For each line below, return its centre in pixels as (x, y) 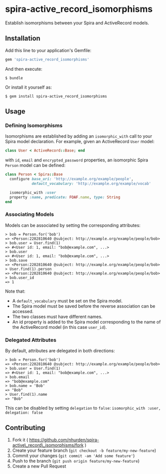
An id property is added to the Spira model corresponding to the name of (86, 322)
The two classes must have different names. (57, 316)
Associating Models (30, 214)
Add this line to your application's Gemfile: (48, 50)
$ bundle (14, 78)
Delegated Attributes (31, 340)
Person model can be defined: (35, 165)
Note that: (15, 291)
